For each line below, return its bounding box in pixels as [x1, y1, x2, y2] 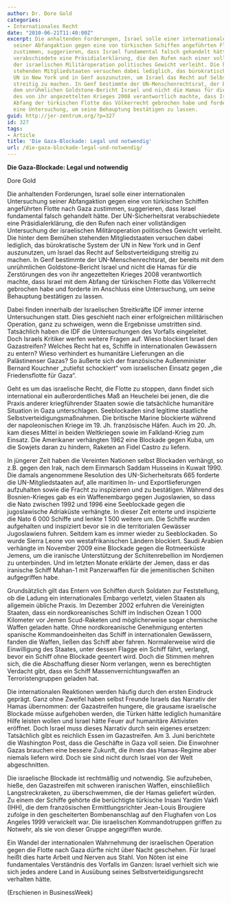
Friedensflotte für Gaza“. [7, 371, 77, 379]
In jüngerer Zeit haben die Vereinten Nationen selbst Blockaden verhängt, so [7, 457, 223, 464]
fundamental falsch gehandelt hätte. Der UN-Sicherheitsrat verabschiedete [7, 212, 220, 220]
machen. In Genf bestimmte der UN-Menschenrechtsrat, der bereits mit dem [7, 256, 224, 263]
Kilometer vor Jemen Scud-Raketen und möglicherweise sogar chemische [7, 616, 218, 624]
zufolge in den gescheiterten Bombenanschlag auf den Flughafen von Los [7, 811, 217, 818]
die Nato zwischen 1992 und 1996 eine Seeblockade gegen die [7, 500, 186, 508]
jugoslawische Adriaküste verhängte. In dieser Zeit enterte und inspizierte [7, 508, 217, 516]
